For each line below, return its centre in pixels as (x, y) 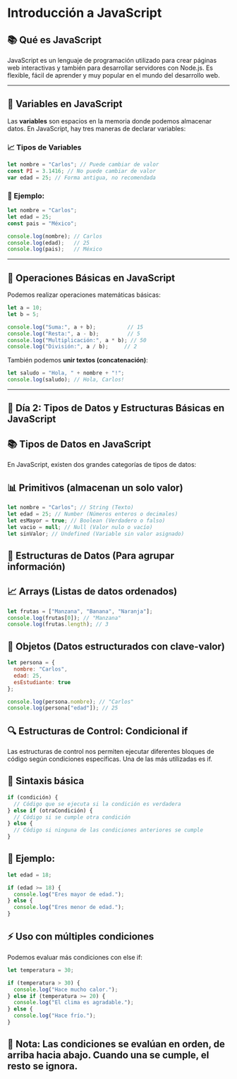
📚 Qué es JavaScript (55, 40)
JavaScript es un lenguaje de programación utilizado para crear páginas (112, 60)
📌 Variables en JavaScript (65, 104)
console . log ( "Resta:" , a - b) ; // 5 (74, 334)
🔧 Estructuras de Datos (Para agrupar (91, 555)
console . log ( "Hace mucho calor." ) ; (66, 989)
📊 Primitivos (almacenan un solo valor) (95, 488)
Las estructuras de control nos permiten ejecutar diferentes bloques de (111, 752)
